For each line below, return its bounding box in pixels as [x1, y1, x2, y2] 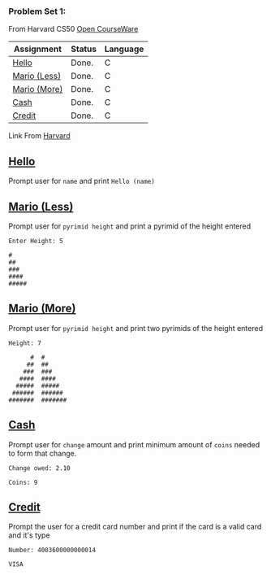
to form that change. [8, 448, 77, 458]
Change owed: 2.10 [8, 464, 71, 473]
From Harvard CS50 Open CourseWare [8, 24, 139, 34]
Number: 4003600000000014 [8, 547, 96, 555]
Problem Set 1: [8, 6, 67, 17]
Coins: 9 [8, 478, 38, 486]
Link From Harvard [8, 131, 71, 141]
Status [71, 43, 97, 54]
